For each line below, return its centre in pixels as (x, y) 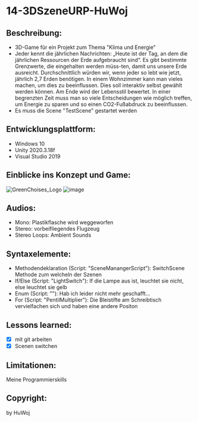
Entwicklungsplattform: (51, 129)
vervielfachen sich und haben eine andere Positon (76, 306)
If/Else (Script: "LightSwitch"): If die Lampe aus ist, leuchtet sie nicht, (99, 281)
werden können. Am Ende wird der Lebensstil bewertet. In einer (93, 91)
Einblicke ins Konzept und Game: (68, 175)
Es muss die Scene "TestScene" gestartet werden (76, 111)
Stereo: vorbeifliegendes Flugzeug (57, 229)
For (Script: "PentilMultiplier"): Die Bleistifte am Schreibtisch (88, 300)
